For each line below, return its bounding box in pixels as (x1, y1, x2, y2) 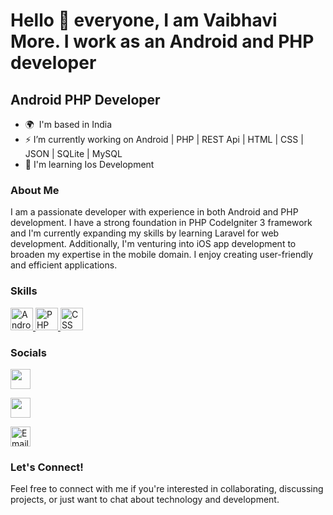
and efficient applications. (10, 259, 118, 271)
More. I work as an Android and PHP (10, 30, 315, 53)
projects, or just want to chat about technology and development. (10, 494, 280, 506)
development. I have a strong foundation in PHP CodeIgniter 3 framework (10, 217, 313, 229)
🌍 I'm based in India (24, 119, 113, 130)
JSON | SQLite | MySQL (24, 148, 123, 159)
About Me (10, 183, 60, 197)
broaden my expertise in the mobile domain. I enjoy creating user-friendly (10, 249, 314, 261)
